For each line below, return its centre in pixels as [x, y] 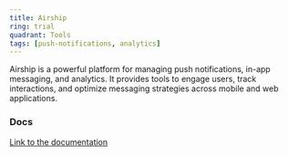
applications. [33, 99]
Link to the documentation [59, 141]
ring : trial [32, 26]
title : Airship [38, 18]
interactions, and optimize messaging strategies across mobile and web [144, 88]
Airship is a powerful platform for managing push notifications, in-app [140, 69]
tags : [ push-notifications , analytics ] [85, 43]
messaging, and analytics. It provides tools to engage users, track [133, 79]
